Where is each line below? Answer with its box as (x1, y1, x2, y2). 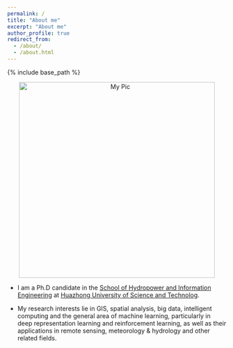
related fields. (17, 333, 57, 342)
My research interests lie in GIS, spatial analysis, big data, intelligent (17, 304, 212, 313)
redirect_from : (7, 36, 51, 43)
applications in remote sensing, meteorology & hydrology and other (17, 326, 211, 335)
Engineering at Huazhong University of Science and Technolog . (17, 290, 200, 299)
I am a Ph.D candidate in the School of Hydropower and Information (17, 283, 211, 292)
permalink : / (7, 10, 45, 17)
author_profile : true (7, 29, 70, 37)
